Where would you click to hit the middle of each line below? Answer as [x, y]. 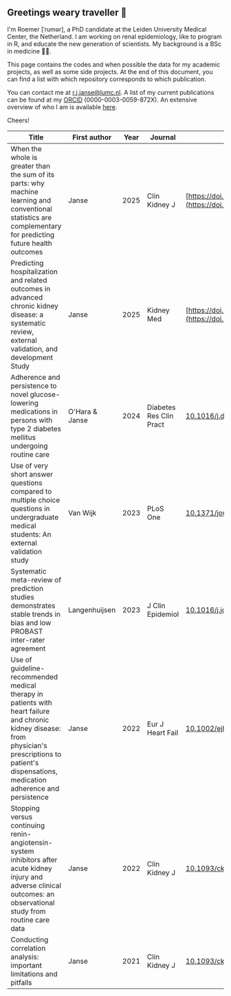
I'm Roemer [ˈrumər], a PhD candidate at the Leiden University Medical [107, 29]
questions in [30, 508]
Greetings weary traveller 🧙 [67, 13]
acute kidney [32, 868]
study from [28, 911]
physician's [29, 745]
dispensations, [34, 771]
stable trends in [35, 614]
